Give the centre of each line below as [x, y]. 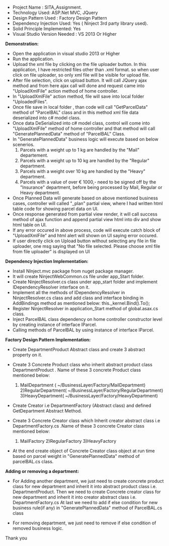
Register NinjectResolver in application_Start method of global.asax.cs [85, 309]
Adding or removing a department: [42, 471]
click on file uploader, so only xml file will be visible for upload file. [81, 75]
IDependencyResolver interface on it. [51, 287]
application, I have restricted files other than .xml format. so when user [86, 70]
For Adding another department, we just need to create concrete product [88, 481]
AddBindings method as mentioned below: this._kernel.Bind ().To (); [81, 303]
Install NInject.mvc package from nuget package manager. [73, 271]
